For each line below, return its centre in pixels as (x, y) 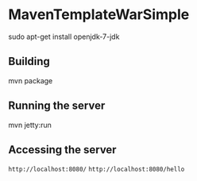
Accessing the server (62, 150)
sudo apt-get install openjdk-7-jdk (64, 37)
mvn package (31, 80)
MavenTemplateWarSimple (99, 15)
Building (29, 62)
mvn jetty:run (30, 125)
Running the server (57, 106)
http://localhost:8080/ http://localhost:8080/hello (97, 169)
